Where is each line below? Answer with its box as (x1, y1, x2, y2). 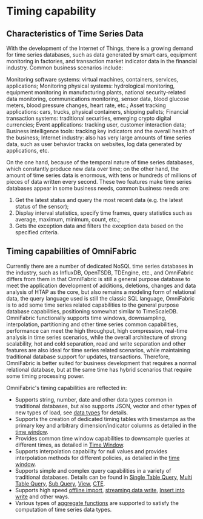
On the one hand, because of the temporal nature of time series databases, (6, 159, 195, 165)
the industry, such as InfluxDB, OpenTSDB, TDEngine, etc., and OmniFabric (6, 269, 194, 276)
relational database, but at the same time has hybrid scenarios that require (6, 366, 192, 373)
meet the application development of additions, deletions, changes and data (6, 282, 196, 289)
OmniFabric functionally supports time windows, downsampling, (6, 314, 167, 321)
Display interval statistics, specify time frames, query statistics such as (15, 209, 193, 217)
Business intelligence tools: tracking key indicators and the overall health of (6, 128, 195, 134)
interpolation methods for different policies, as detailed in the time (15, 454, 180, 461)
